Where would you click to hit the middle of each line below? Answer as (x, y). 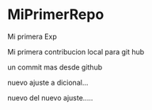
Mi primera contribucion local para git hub (76, 51)
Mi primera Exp (32, 36)
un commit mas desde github (55, 67)
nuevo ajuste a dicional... (48, 82)
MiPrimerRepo (56, 15)
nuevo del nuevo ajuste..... (50, 97)
